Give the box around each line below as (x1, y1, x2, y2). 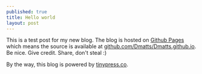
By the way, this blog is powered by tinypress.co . (6, 61, 129, 68)
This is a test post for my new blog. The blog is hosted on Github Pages (6, 37, 184, 44)
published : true (6, 8, 47, 15)
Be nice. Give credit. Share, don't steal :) (6, 49, 107, 57)
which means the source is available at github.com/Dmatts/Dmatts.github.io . (6, 43, 197, 50)
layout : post (6, 20, 39, 26)
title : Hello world (6, 14, 56, 20)
